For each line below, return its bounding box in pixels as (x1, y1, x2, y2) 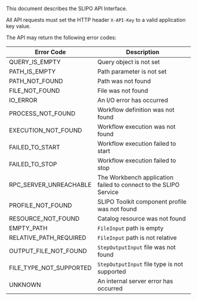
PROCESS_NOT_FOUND (9, 109, 76, 117)
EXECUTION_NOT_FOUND (9, 126, 82, 134)
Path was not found (97, 77, 151, 85)
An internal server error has (97, 277, 174, 285)
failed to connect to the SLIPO (97, 181, 180, 189)
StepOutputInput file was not (97, 244, 176, 251)
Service (97, 188, 119, 196)
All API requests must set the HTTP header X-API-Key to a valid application (6, 16, 186, 23)
